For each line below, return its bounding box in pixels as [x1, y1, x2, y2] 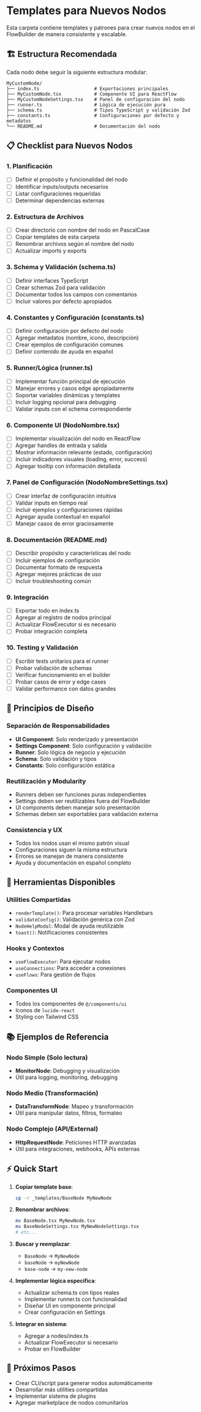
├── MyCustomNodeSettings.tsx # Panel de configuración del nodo [6, 96, 185, 102]
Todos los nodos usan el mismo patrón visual [15, 839, 130, 847]
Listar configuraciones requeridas [15, 189, 101, 197]
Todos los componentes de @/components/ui [15, 1000, 127, 1007]
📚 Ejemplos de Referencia [6, 1031, 109, 1042]
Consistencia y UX [6, 825, 63, 834]
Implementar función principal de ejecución [15, 378, 126, 385]
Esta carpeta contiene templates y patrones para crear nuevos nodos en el [6, 24, 195, 31]
